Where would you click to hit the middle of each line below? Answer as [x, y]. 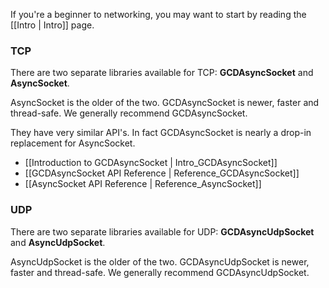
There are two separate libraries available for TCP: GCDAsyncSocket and [162, 73]
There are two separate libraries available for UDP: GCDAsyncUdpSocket [162, 231]
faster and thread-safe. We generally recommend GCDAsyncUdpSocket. [160, 272]
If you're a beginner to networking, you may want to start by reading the [158, 14]
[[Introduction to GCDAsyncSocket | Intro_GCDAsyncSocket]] [151, 163]
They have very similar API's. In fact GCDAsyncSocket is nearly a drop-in [161, 133]
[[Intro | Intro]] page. [52, 25]
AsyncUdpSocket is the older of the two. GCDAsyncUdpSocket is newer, [160, 261]
